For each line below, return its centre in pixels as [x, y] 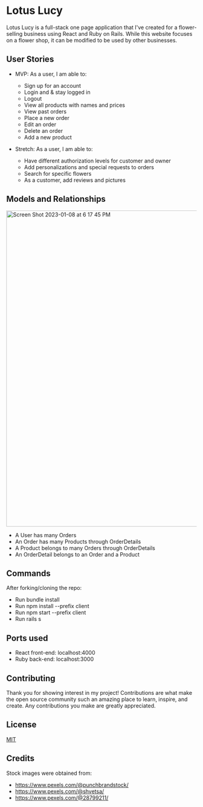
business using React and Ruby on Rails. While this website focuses [108, 33]
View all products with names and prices [75, 105]
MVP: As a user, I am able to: [51, 74]
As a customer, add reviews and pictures [75, 180]
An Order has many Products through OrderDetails [78, 541]
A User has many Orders [46, 535]
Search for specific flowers [58, 173]
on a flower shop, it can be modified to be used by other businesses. [92, 40]
